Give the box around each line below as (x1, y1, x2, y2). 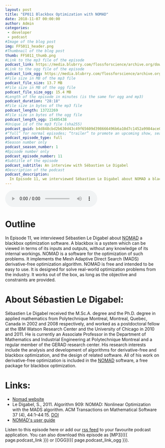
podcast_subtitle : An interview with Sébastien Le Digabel (5, 163, 129, 168)
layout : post (5, 7, 32, 12)
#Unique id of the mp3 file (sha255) (5, 122, 82, 127)
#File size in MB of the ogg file (5, 85, 76, 90)
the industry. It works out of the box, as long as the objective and (5, 271, 137, 277)
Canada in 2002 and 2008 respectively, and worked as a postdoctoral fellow (5, 320, 160, 326)
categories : (5, 26, 29, 31)
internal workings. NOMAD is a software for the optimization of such (5, 251, 143, 256)
